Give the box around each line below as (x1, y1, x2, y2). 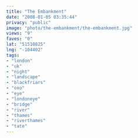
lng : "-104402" (6, 47, 43, 53)
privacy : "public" (6, 19, 51, 25)
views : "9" (6, 31, 33, 36)
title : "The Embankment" (6, 8, 67, 15)
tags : (6, 52, 19, 58)
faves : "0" (6, 36, 33, 42)
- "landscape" (6, 74, 41, 80)
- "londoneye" (6, 96, 41, 102)
